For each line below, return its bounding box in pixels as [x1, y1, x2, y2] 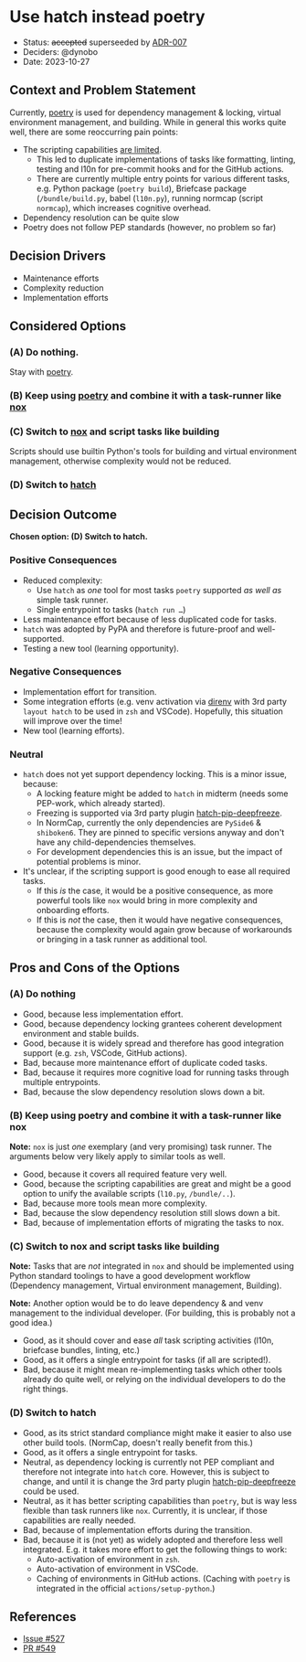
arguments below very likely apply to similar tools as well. [9, 1151, 226, 1162]
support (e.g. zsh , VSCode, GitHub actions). [22, 1047, 187, 1058]
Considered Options [9, 318, 126, 334]
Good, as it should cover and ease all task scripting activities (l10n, [22, 1335, 274, 1346]
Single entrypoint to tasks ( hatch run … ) [36, 603, 186, 614]
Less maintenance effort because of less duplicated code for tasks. [22, 613, 277, 624]
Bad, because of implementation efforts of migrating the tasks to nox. [22, 1218, 285, 1229]
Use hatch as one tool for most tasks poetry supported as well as [36, 584, 282, 595]
